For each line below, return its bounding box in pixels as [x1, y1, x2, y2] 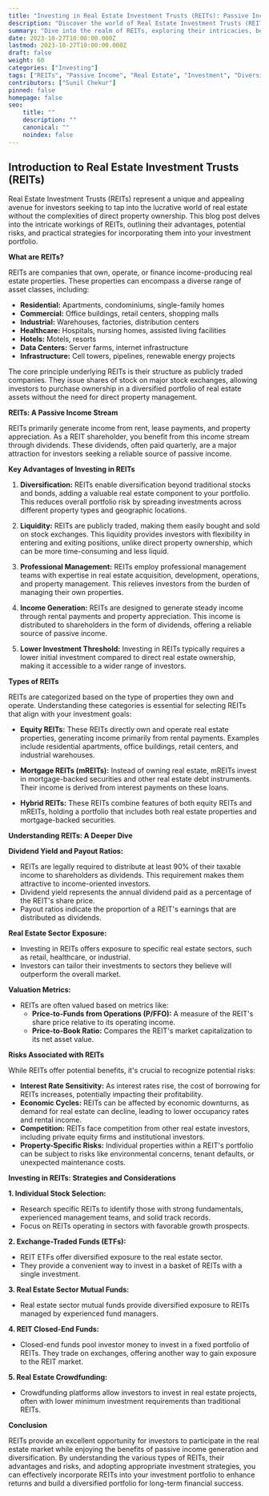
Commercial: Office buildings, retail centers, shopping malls [19, 309, 219, 319]
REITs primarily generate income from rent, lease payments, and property [8, 424, 251, 433]
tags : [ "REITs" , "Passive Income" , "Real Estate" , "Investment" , [8, 71, 231, 79]
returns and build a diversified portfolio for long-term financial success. [8, 1478, 244, 1488]
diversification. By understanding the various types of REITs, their [8, 1453, 225, 1462]
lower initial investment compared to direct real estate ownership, [19, 653, 236, 662]
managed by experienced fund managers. [19, 1309, 159, 1318]
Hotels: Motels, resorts [19, 334, 97, 344]
